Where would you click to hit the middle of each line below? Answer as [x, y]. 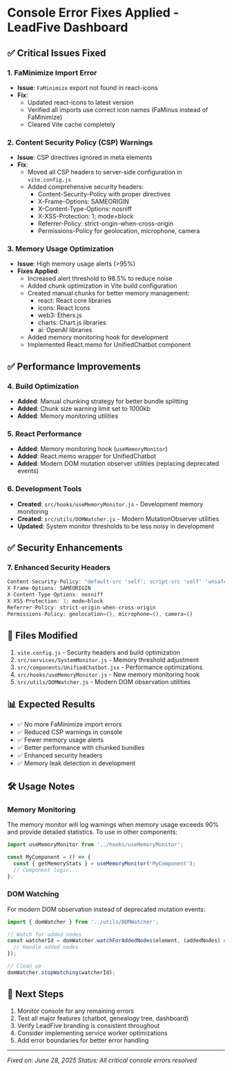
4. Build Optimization [43, 386]
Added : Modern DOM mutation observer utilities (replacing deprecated [118, 464]
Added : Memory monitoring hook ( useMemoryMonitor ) [92, 449]
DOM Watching [33, 894]
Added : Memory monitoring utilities [68, 416]
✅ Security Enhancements [65, 548]
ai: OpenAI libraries [65, 330]
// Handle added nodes [46, 947]
